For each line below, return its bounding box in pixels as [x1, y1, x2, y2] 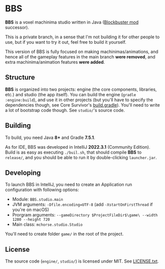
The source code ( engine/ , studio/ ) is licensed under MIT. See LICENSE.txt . [5, 258, 159, 264]
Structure [5, 73, 35, 81]
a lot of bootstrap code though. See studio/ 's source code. [5, 107, 125, 113]
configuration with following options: [5, 187, 80, 193]
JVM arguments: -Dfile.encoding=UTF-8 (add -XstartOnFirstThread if [12, 202, 153, 208]
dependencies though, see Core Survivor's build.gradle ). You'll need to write [5, 102, 160, 108]
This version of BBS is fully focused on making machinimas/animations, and [5, 49, 159, 54]
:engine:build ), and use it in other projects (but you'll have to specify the [5, 97, 153, 103]
